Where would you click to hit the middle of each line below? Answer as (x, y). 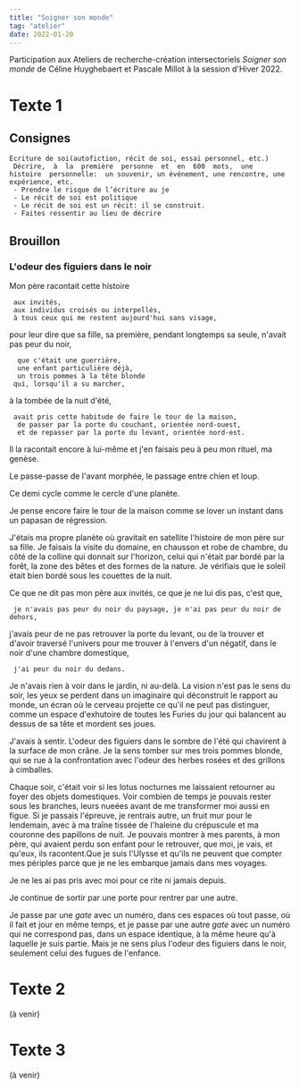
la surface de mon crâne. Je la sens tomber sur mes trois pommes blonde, (146, 751)
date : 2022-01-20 (42, 34)
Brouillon (35, 241)
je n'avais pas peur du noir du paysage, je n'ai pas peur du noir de (147, 609)
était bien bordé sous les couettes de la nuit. (91, 576)
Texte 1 (36, 105)
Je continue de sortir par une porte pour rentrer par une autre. (124, 898)
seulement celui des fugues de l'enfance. (85, 953)
